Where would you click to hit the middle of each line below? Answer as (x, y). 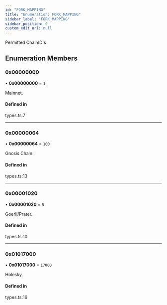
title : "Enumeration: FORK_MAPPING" (43, 14)
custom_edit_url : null (29, 28)
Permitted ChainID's (26, 42)
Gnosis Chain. (19, 153)
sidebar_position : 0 (27, 24)
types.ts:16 (16, 297)
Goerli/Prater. (19, 214)
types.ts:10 (16, 237)
